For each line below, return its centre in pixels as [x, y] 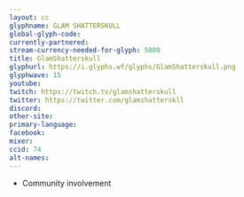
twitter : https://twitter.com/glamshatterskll [97, 100]
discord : [25, 108]
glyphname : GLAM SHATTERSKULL [65, 26]
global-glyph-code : [45, 34]
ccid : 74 [25, 149]
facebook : [28, 133]
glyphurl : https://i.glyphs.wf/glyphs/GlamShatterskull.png [123, 67]
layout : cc [29, 17]
